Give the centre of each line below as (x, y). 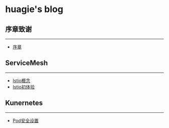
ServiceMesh (27, 63)
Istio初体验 (24, 87)
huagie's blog (34, 9)
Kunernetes (24, 103)
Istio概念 (21, 80)
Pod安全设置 (25, 120)
